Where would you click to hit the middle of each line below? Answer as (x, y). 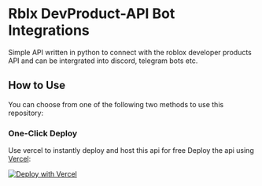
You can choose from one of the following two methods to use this (116, 104)
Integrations (49, 30)
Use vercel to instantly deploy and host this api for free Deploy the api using (131, 151)
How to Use (37, 86)
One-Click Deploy (43, 133)
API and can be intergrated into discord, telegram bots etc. (103, 61)
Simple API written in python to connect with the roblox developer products (130, 52)
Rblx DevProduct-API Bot (92, 14)
